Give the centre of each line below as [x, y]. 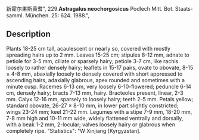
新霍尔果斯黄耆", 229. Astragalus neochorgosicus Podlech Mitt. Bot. [90, 9]
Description [28, 34]
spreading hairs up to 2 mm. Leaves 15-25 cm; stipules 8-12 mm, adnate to [98, 55]
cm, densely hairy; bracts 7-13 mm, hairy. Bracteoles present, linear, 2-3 [95, 93]
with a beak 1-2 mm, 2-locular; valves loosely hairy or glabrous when [91, 125]
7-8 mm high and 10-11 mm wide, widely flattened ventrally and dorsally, [95, 118]
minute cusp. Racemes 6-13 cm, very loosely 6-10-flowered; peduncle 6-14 [99, 86]
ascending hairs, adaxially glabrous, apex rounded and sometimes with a [96, 80]
